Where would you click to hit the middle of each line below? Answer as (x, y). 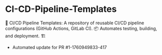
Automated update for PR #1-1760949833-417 (60, 47)
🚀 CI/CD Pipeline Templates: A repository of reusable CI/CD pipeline (75, 23)
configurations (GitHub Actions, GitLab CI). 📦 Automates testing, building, (81, 28)
